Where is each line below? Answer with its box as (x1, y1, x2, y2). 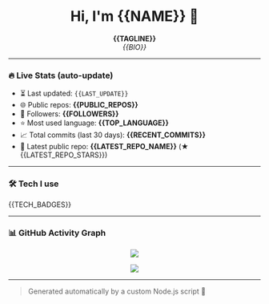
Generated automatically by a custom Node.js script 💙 (27, 286, 207, 296)
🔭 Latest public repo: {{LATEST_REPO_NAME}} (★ (19, 142, 189, 152)
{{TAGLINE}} (113, 34, 156, 43)
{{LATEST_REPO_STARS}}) (19, 150, 108, 160)
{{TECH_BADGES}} (8, 200, 72, 209)
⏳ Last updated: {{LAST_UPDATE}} (19, 88, 129, 99)
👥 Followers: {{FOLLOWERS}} (19, 109, 119, 119)
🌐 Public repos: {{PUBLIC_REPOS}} (19, 100, 139, 110)
